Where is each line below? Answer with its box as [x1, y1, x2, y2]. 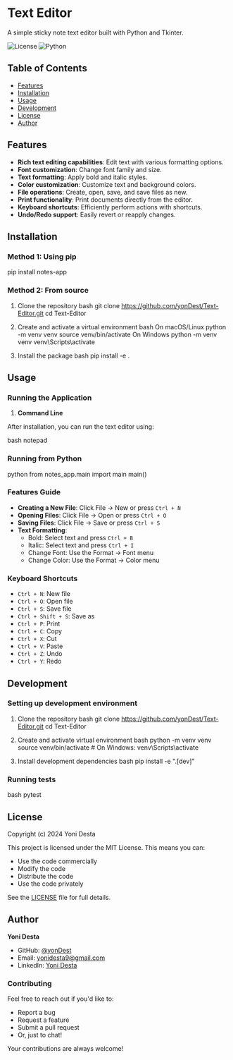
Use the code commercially [17, 857, 97, 865]
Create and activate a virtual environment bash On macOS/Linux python [17, 322, 227, 331]
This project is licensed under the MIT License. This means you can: [7, 843, 206, 851]
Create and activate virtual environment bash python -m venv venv [17, 736, 212, 744]
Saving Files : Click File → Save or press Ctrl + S [17, 518, 160, 527]
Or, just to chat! [17, 1031, 62, 1040]
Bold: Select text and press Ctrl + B [27, 533, 134, 542]
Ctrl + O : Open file [17, 597, 73, 606]
